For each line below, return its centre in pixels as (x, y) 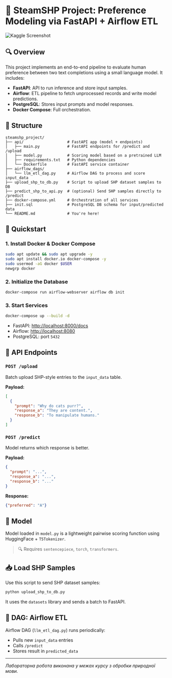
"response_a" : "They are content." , (54, 411)
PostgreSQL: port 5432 (36, 336)
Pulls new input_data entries (43, 640)
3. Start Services (27, 305)
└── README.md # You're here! (52, 213)
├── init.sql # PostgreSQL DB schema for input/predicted (84, 205)
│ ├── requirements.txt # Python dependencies (60, 160)
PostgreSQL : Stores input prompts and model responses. (73, 104)
